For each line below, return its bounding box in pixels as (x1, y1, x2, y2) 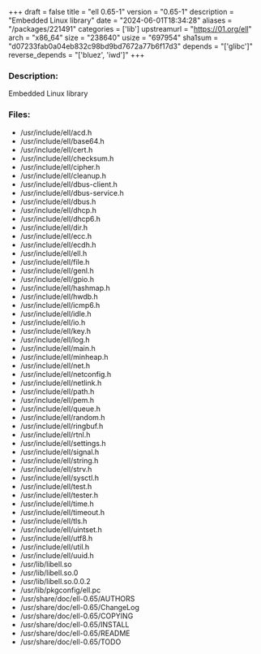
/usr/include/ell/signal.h (19, 447, 100, 457)
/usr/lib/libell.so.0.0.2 (19, 576, 91, 586)
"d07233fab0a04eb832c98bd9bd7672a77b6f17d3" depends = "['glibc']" (8, 41, 253, 51)
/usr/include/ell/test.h (19, 481, 92, 491)
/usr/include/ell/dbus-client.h (19, 179, 118, 189)
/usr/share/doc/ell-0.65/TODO (19, 637, 122, 647)
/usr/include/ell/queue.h (19, 404, 101, 414)
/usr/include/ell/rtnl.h (19, 430, 91, 440)
